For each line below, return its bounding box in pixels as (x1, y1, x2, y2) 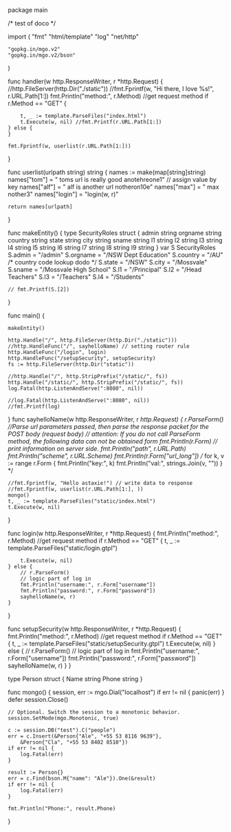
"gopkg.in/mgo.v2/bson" (8, 52, 76, 59)
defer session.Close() (8, 696, 69, 703)
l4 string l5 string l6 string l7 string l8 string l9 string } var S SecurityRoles (8, 244, 216, 251)
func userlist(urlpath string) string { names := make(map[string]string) (8, 168, 206, 176)
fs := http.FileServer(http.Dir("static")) (8, 361, 135, 368)
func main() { (8, 311, 45, 320)
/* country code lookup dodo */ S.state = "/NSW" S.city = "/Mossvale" (8, 258, 208, 266)
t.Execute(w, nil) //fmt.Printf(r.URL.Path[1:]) (20, 118, 162, 125)
